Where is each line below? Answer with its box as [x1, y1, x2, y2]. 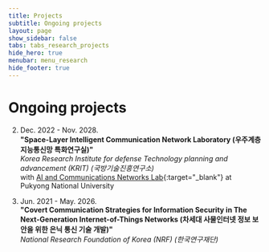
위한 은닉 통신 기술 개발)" [35, 224, 113, 234]
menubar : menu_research [8, 57, 88, 65]
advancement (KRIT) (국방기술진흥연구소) [19, 163, 155, 173]
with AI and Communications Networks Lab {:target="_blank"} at [19, 172, 232, 181]
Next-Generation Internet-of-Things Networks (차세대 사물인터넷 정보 [19, 214, 251, 224]
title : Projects [8, 11, 63, 20]
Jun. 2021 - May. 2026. [19, 196, 97, 205]
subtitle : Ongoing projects [8, 19, 103, 27]
